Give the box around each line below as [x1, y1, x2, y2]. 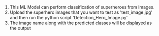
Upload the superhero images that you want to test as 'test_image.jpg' [9, 9, 153, 15]
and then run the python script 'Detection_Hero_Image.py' [9, 15, 128, 20]
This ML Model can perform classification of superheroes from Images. [9, 4, 155, 10]
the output [9, 25, 31, 31]
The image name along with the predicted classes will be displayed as [9, 20, 152, 26]
